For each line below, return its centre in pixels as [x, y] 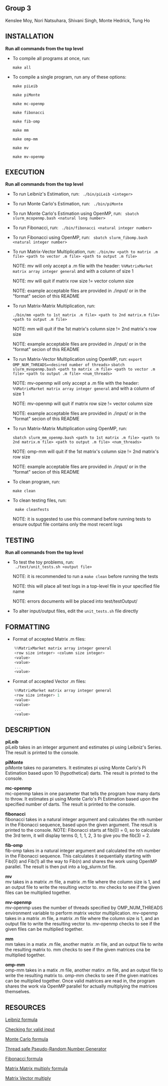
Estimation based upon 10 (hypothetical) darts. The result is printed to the [81, 773]
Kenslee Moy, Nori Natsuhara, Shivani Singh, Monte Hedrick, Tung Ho [78, 20]
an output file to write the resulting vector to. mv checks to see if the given [83, 887]
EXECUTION [25, 172]
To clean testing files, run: [39, 500]
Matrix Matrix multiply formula [37, 1068]
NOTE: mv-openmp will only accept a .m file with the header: [76, 383]
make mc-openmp [29, 104]
